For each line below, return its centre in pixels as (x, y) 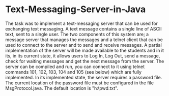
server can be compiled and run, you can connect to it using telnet (75, 67)
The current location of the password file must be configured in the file (80, 83)
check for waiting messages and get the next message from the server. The (85, 61)
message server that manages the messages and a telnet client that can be (84, 40)
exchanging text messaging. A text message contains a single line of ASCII (83, 28)
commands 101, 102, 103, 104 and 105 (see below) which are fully (73, 72)
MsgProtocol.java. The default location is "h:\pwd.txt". (62, 88)
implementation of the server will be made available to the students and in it (85, 50)
